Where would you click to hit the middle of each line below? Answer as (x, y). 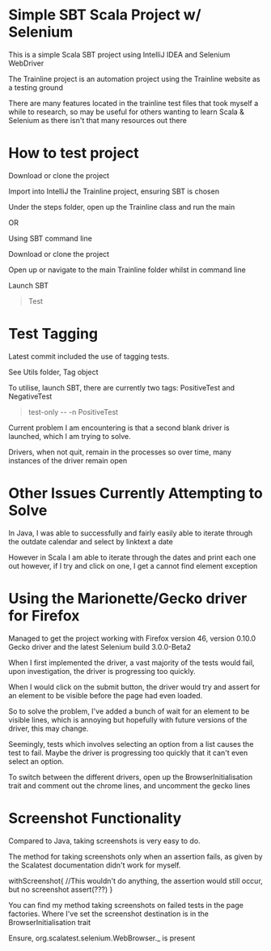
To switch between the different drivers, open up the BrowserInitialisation (131, 777)
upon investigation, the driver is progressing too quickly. (102, 671)
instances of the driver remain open (68, 460)
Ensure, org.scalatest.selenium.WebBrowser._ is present (102, 938)
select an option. (36, 761)
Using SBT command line (51, 238)
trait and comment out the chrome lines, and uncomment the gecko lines (129, 785)
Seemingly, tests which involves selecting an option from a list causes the (131, 744)
